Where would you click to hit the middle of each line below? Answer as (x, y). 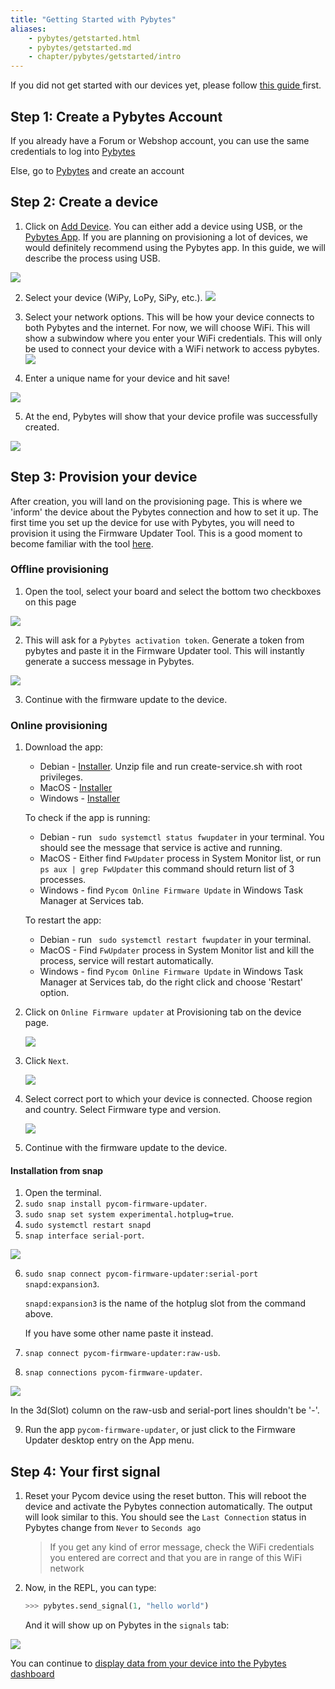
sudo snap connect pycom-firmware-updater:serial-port (141, 1274)
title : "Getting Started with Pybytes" (93, 19)
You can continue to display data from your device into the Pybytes (148, 1663)
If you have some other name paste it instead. (119, 1333)
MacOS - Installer (76, 788)
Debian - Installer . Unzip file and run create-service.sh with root (171, 767)
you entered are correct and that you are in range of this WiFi (175, 1558)
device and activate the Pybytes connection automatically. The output (168, 1507)
